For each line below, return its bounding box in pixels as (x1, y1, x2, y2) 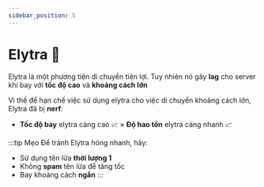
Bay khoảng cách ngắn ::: (19, 170, 104, 179)
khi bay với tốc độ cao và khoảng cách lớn (8, 80, 148, 89)
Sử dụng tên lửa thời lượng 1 (19, 153, 112, 163)
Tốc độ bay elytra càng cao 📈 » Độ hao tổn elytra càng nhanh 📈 (19, 119, 233, 129)
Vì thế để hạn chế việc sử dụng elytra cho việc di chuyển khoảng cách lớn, (8, 95, 251, 105)
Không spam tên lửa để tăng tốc (19, 161, 125, 170)
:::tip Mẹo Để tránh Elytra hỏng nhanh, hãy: (8, 137, 149, 147)
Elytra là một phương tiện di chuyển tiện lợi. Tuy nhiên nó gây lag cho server (8, 72, 256, 81)
